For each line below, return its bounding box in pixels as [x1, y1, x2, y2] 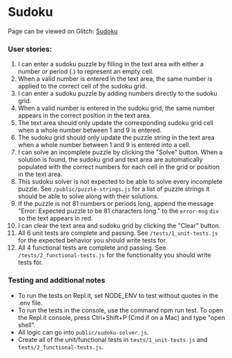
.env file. [17, 299, 43, 307]
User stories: [8, 44, 52, 54]
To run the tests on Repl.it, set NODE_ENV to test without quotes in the [17, 291, 219, 299]
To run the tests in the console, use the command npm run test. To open [17, 305, 224, 314]
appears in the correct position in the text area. [17, 111, 152, 120]
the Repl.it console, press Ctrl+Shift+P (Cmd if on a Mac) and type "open [17, 313, 226, 321]
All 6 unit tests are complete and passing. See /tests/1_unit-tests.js [17, 229, 218, 237]
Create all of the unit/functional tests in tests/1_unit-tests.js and [17, 335, 208, 343]
